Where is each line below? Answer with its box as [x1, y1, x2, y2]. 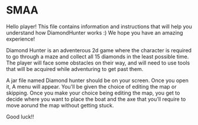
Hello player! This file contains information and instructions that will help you [6, 23, 192, 30]
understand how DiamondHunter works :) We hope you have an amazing [6, 29, 183, 36]
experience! [6, 35, 35, 42]
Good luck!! [6, 113, 34, 120]
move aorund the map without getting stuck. [6, 102, 114, 109]
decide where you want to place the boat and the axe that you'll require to [6, 95, 186, 103]
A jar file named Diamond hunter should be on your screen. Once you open [6, 77, 189, 84]
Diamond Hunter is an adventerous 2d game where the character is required [6, 46, 192, 53]
